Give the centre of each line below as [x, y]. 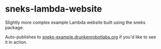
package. [14, 27]
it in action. [16, 42]
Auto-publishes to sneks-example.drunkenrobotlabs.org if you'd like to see [80, 37]
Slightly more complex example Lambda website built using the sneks [75, 22]
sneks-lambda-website [54, 9]
